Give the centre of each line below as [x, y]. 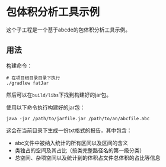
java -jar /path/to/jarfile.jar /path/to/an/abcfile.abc [78, 118]
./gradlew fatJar [28, 83]
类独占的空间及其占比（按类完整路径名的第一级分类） [80, 150]
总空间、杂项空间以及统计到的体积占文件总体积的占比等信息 [87, 158]
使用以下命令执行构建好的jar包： [46, 107]
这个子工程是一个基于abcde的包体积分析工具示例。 [68, 30]
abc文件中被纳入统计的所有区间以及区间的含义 [71, 143]
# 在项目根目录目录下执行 [33, 78]
